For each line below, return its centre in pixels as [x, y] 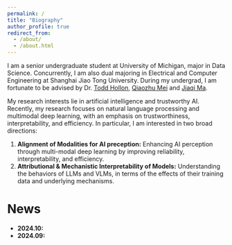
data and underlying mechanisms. [65, 181]
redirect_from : [29, 33]
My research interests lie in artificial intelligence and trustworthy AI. [103, 101]
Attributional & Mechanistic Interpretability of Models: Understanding [118, 166]
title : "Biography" [35, 20]
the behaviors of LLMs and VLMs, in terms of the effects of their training [120, 174]
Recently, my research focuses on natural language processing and [103, 109]
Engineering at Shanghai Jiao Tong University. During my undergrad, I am [112, 80]
